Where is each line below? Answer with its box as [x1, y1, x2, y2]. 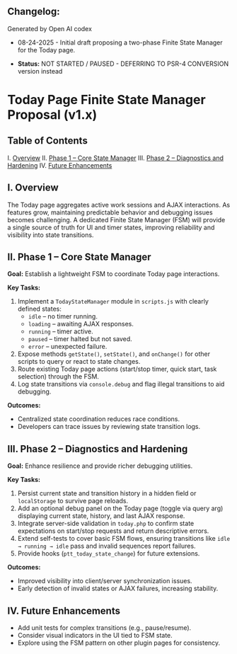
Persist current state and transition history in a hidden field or [17, 489, 197, 498]
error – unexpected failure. [28, 343, 108, 351]
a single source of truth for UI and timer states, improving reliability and [7, 223, 215, 231]
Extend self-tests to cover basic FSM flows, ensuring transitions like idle [17, 534, 231, 543]
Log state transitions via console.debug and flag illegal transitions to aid [17, 380, 225, 389]
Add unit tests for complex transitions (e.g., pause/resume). [17, 624, 192, 632]
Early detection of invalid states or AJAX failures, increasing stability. [17, 584, 219, 593]
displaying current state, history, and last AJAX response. [17, 512, 185, 520]
